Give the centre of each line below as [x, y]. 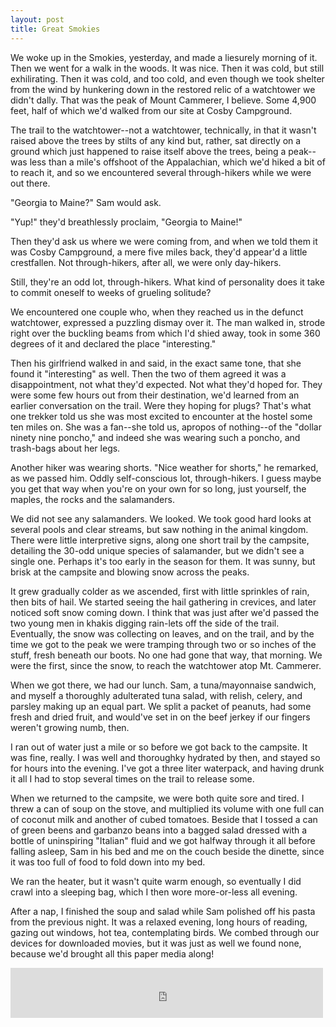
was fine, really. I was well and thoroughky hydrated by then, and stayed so [165, 757]
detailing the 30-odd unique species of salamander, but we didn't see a [157, 550]
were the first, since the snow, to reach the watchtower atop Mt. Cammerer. [166, 665]
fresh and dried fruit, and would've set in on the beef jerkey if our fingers [160, 717]
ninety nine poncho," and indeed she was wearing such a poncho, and [155, 437]
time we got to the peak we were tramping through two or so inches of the [163, 644]
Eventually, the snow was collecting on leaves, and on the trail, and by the [162, 633]
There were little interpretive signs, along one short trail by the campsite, [160, 540]
